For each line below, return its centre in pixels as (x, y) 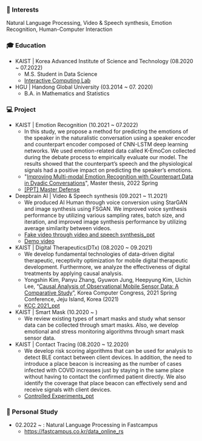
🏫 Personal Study (32, 411)
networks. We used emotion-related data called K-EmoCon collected (110, 151)
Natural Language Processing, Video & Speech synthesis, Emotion (89, 23)
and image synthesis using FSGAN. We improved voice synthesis (105, 208)
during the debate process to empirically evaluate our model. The (106, 157)
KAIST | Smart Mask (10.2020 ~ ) (56, 312)
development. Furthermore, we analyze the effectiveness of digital (107, 267)
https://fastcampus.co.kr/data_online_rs (74, 431)
